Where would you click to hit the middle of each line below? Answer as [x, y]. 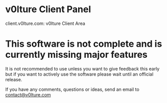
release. [14, 79]
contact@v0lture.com [28, 94]
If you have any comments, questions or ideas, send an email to [72, 89]
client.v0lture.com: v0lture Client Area [45, 23]
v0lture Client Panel [48, 9]
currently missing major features [76, 55]
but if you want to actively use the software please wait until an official [79, 74]
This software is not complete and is [84, 44]
